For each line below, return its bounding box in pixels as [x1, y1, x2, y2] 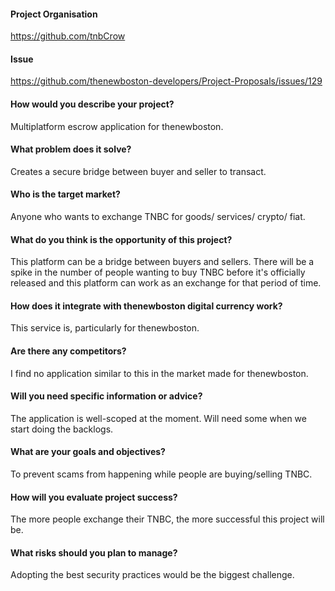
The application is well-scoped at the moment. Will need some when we [10, 412, 307, 424]
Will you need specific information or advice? [10, 390, 203, 402]
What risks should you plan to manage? [10, 546, 178, 559]
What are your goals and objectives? [10, 446, 166, 458]
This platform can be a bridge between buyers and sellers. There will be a [10, 256, 315, 268]
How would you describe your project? [10, 98, 175, 110]
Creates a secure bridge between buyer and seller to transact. [10, 165, 267, 177]
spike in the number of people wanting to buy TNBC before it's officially [10, 266, 306, 279]
